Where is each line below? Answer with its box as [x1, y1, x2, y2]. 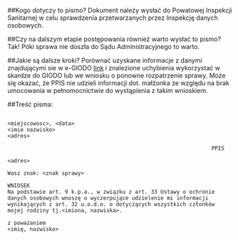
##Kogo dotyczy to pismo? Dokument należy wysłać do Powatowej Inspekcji [7, 6, 232, 14]
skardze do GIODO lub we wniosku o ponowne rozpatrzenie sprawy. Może [7, 71, 226, 80]
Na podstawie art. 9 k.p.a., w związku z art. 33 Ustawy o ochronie [7, 188, 215, 195]
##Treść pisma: [7, 100, 53, 109]
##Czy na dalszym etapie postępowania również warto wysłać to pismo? [7, 35, 222, 43]
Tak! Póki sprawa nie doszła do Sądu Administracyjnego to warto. [7, 43, 200, 50]
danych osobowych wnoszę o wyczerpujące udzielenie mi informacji [7, 195, 209, 202]
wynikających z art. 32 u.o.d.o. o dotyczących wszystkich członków [7, 201, 215, 208]
